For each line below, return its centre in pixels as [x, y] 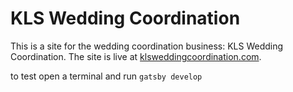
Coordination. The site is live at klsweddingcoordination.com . [136, 56]
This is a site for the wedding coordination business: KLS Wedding [147, 46]
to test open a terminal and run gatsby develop [106, 76]
